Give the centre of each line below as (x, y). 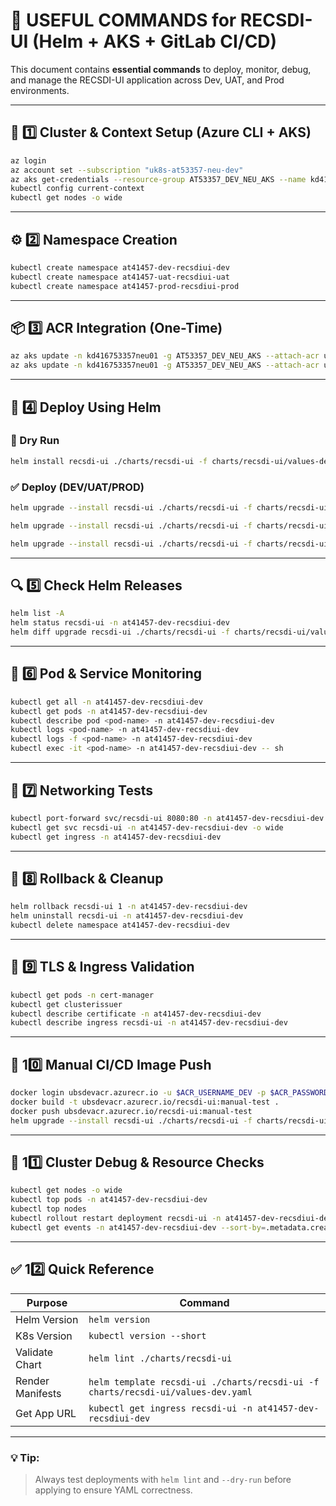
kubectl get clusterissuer (66, 1004)
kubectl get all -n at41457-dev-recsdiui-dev (106, 702)
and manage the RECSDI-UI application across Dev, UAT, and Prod (147, 80)
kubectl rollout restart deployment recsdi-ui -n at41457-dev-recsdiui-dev (171, 1219)
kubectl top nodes (48, 1209)
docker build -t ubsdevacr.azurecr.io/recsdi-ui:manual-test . (145, 1102)
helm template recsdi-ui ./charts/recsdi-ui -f (204, 1382)
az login (28, 160)
